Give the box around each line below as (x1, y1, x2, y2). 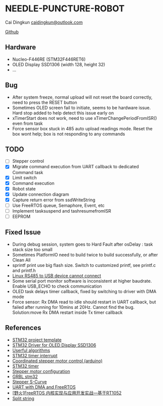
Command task (12, 169, 43, 175)
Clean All (12, 257, 31, 263)
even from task (12, 120, 43, 126)
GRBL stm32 (12, 373, 38, 379)
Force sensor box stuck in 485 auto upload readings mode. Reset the (12, 125, 153, 131)
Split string (12, 395, 34, 401)
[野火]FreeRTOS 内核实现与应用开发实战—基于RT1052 (12, 390, 122, 396)
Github (5, 29, 19, 35)
